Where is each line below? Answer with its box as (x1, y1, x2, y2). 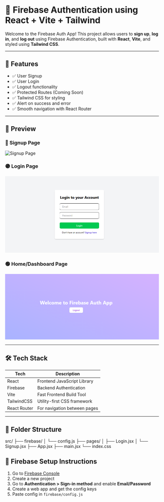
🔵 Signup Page (5, 139, 41, 146)
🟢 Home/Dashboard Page (5, 261, 68, 268)
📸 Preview (5, 125, 36, 133)
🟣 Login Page (5, 163, 39, 170)
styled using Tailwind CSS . (5, 41, 60, 47)
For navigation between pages (37, 405, 99, 411)
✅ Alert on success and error (12, 100, 71, 106)
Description (55, 371, 80, 377)
